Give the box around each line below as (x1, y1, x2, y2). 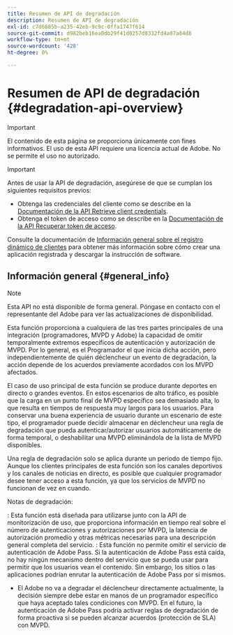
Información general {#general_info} (7, 270, 170, 283)
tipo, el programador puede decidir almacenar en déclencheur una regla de (7, 418, 224, 426)
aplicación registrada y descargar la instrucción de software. (7, 250, 182, 258)
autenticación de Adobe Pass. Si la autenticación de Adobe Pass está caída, (7, 548, 226, 556)
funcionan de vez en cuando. (7, 484, 91, 492)
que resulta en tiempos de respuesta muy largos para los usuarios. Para (7, 403, 214, 412)
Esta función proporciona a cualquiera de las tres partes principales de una (7, 323, 223, 331)
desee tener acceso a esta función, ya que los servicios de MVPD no (7, 476, 206, 485)
